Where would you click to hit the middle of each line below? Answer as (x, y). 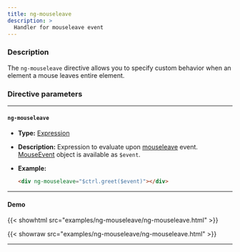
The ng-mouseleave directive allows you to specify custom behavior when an (119, 68)
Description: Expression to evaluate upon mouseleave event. (108, 147)
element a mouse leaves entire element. (66, 75)
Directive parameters (45, 94)
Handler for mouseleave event (59, 27)
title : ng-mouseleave (40, 14)
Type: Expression (44, 133)
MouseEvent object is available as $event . (79, 155)
